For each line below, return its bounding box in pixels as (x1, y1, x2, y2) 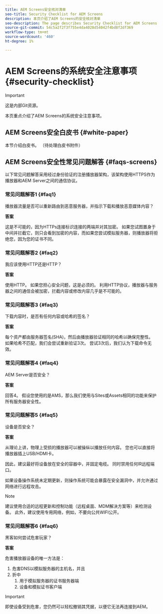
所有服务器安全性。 (5, 398, 44, 404)
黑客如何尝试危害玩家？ (5, 535, 52, 540)
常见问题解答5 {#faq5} (5, 412, 58, 419)
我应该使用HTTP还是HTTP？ (5, 261, 62, 267)
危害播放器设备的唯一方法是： (5, 556, 65, 561)
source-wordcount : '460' (5, 35, 55, 39)
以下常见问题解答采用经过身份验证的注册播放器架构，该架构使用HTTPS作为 (5, 171, 155, 178)
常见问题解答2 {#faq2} (5, 249, 58, 256)
